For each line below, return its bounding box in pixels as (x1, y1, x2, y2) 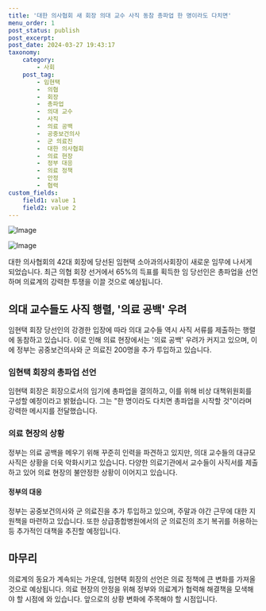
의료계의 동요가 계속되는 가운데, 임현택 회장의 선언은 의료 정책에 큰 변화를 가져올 (8, 574, 256, 584)
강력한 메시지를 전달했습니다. (8, 406, 98, 416)
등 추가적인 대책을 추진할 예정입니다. (8, 526, 121, 536)
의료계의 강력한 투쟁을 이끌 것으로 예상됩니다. (22, 277, 164, 287)
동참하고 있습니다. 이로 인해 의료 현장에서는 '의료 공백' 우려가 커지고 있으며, (16, 335, 249, 345)
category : (22, 56, 56, 64)
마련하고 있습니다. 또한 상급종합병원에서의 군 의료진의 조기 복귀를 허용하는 (29, 516, 259, 525)
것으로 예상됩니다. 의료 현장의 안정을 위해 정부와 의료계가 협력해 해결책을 (8, 584, 233, 594)
